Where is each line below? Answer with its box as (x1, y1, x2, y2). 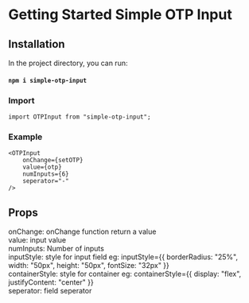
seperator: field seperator (8, 286, 92, 295)
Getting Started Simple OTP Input (8, 6, 232, 24)
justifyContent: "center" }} (8, 278, 94, 287)
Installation (8, 37, 65, 51)
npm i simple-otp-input (8, 76, 88, 84)
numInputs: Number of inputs (8, 244, 105, 253)
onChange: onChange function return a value (8, 227, 157, 236)
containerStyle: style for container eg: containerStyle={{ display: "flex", (8, 269, 242, 278)
